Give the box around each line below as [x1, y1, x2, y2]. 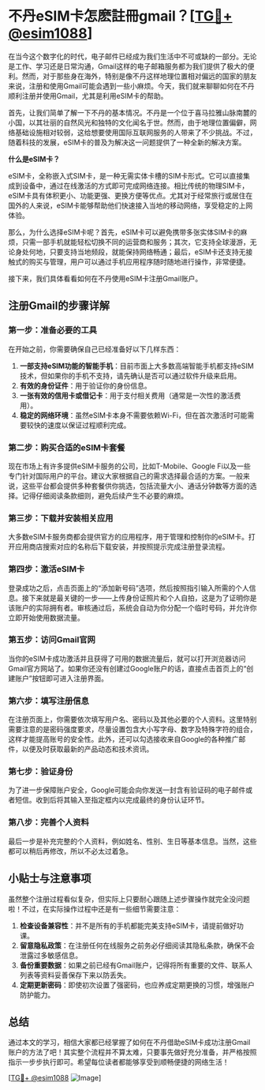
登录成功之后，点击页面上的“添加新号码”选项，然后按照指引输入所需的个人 [8, 583, 250, 592]
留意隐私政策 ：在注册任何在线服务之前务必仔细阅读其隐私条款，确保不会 [19, 941, 255, 950]
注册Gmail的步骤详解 [8, 299, 110, 313]
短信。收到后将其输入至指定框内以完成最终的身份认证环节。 [14, 795, 209, 805]
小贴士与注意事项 [8, 872, 91, 885]
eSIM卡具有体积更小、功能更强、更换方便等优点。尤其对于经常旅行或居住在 [8, 190, 253, 200]
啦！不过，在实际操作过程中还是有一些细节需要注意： [8, 904, 181, 913]
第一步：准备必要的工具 [8, 325, 97, 336]
